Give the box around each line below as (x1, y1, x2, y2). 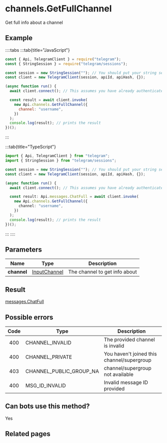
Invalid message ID (103, 379, 148, 386)
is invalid (103, 342, 124, 349)
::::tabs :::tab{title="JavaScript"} (5, 47, 71, 53)
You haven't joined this (103, 350, 157, 357)
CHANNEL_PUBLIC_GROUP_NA (25, 367, 99, 374)
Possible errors (5, 313, 54, 321)
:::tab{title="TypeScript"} (5, 144, 56, 150)
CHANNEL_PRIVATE (25, 354, 72, 360)
